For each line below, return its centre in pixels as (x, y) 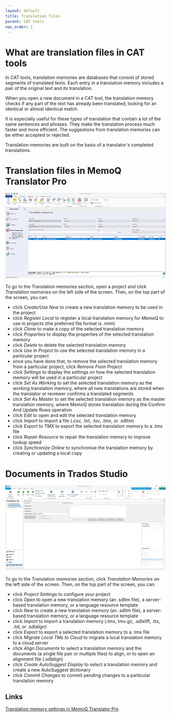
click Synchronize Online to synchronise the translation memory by (83, 448)
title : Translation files (33, 16)
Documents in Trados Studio (67, 474)
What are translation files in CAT (75, 53)
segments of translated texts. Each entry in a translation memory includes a (84, 83)
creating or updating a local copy (47, 453)
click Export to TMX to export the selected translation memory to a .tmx (88, 426)
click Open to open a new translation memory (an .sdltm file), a (79, 600)
